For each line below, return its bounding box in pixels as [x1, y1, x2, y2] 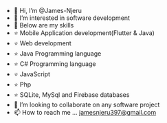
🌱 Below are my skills [13, 21, 74, 29]
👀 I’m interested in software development [13, 14, 131, 22]
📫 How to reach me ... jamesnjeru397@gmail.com [13, 109, 157, 116]
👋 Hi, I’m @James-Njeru [13, 7, 82, 14]
